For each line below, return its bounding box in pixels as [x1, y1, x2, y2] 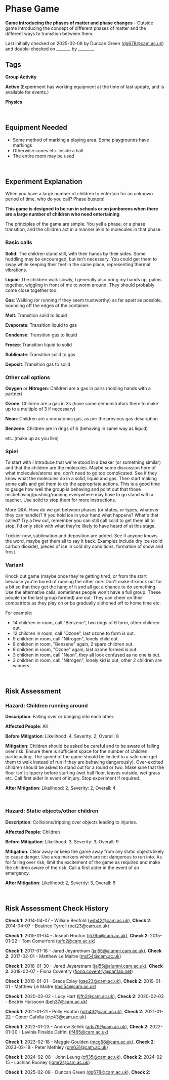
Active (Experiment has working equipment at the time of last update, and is [5, 83, 164, 90]
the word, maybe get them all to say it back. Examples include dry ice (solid [5, 538, 163, 544]
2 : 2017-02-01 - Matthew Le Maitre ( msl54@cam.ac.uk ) [5, 953, 121, 959]
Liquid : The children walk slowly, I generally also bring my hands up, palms [5, 276, 162, 282]
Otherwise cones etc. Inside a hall [12, 147, 83, 153]
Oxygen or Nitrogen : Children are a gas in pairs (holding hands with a [5, 385, 151, 391]
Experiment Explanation [5, 177, 82, 186]
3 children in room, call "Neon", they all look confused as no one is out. [12, 652, 161, 658]
